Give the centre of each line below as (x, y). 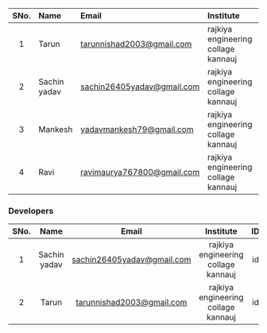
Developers (31, 211)
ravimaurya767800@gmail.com (140, 172)
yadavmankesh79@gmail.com (137, 129)
